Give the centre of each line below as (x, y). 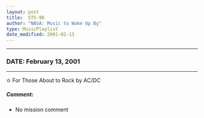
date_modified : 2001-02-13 (40, 35)
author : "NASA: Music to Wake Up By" (54, 23)
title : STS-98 (25, 18)
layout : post (23, 12)
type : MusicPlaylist (32, 29)
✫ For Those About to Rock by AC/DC (54, 80)
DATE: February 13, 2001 (43, 61)
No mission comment (42, 109)
